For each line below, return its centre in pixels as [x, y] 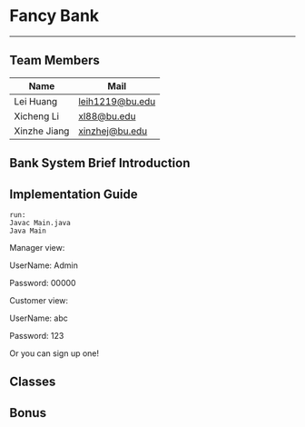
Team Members [54, 60]
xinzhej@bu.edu [113, 131]
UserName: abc [39, 318]
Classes [33, 382]
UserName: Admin [44, 265]
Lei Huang [36, 101]
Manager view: [37, 247]
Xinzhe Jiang [42, 131]
